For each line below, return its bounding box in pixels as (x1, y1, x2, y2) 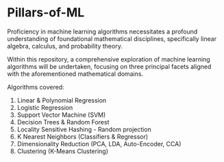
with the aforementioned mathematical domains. (7, 70, 144, 78)
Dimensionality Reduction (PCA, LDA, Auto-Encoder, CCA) (16, 139, 182, 148)
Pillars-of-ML (7, 5, 85, 21)
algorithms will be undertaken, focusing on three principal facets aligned (7, 62, 212, 70)
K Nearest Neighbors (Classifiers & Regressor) (16, 132, 149, 141)
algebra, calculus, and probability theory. (7, 42, 123, 50)
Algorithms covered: (7, 83, 64, 91)
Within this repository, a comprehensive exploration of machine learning (7, 55, 210, 63)
